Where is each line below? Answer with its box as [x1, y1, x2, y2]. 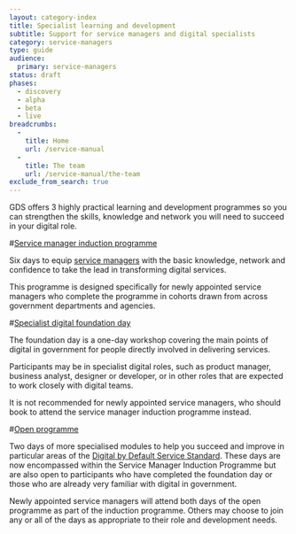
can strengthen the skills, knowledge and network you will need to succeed [9, 212, 285, 222]
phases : [9, 79, 38, 88]
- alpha [17, 95, 46, 104]
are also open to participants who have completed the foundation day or [9, 469, 273, 480]
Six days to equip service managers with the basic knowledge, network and [9, 255, 286, 266]
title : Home [25, 136, 69, 145]
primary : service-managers [17, 63, 117, 72]
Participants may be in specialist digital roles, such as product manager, [9, 361, 272, 372]
